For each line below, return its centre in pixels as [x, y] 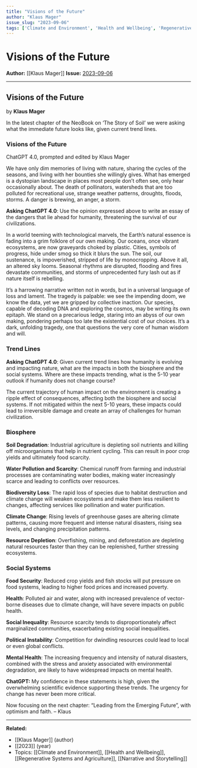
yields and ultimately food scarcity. [48, 457]
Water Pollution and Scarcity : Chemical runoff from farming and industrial [96, 468]
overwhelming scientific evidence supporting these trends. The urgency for [97, 687]
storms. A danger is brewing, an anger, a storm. [64, 200]
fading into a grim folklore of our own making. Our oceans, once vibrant [92, 241]
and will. [16, 334]
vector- [176, 598]
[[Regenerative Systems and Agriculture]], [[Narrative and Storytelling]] [101, 759]
